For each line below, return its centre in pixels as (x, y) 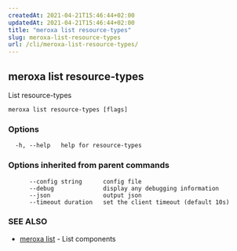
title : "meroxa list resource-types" (70, 30)
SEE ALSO (28, 222)
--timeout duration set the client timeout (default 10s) (129, 202)
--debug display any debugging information (124, 188)
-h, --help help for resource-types (79, 146)
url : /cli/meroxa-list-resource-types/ (73, 45)
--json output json (86, 195)
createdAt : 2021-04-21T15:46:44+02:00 (71, 15)
